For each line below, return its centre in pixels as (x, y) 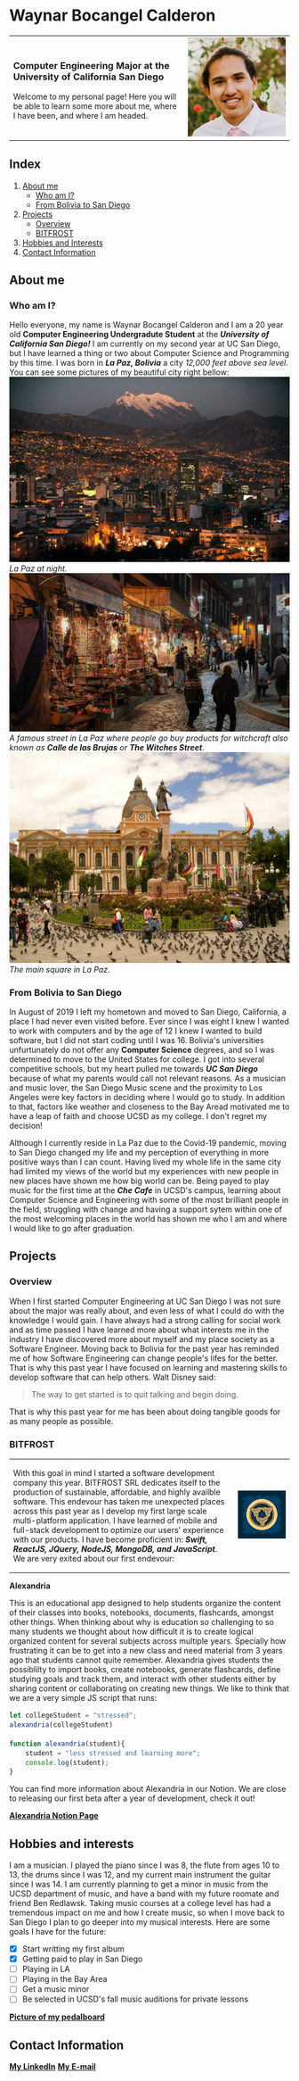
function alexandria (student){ (67, 1744)
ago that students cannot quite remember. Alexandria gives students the (141, 1660)
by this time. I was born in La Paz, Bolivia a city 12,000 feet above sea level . (149, 363)
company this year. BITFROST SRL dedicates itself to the (117, 1482)
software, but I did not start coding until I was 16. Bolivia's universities (137, 1040)
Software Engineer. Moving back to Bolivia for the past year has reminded (144, 1348)
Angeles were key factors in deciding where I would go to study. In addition (147, 1097)
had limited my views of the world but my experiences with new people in (144, 1171)
